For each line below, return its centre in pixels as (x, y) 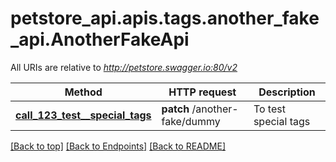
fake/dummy (191, 121)
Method (83, 92)
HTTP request (202, 92)
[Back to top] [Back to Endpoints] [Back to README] (118, 146)
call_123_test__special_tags (83, 115)
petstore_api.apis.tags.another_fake (165, 18)
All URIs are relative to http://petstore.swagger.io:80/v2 (124, 67)
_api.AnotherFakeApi (100, 39)
